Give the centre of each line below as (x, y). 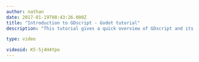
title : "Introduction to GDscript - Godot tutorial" (73, 23)
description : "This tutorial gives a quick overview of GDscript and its (100, 28)
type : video (21, 39)
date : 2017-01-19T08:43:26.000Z (46, 17)
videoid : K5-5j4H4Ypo (33, 50)
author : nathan (25, 12)
